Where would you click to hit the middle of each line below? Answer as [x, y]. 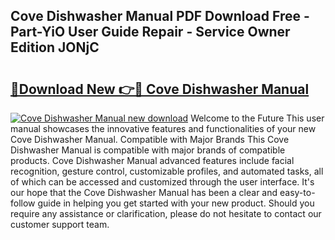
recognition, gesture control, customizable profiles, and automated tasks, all [167, 171]
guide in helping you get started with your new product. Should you [176, 203]
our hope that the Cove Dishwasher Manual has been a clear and [144, 192]
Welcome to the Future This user [257, 118]
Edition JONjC [55, 47]
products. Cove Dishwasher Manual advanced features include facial [152, 160]
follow [23, 203]
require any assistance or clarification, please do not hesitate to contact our [166, 213]
